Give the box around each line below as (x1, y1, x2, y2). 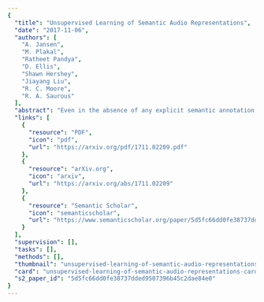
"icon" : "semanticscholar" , (28, 209, 121, 217)
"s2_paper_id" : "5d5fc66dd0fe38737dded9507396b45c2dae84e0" (14, 274, 216, 283)
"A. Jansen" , (21, 41, 65, 49)
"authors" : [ (14, 33, 58, 42)
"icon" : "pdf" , (28, 135, 79, 144)
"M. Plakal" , (21, 48, 65, 56)
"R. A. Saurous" (21, 92, 76, 100)
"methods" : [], (14, 252, 65, 260)
